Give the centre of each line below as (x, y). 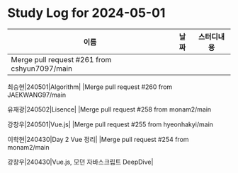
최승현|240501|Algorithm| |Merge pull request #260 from (90, 87)
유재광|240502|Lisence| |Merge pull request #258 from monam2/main (109, 109)
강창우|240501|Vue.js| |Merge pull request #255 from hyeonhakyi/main (110, 124)
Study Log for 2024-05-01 (86, 13)
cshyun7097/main (42, 68)
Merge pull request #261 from (61, 59)
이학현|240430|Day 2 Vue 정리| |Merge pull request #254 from (98, 139)
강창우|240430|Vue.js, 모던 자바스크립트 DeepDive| (80, 162)
